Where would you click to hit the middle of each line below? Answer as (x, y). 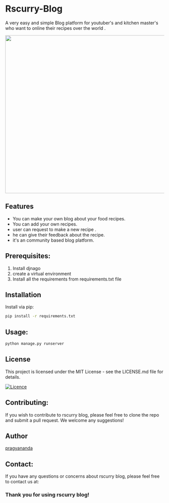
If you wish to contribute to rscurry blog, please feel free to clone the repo (82, 415)
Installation (23, 294)
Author (16, 436)
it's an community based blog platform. (53, 240)
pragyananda (19, 448)
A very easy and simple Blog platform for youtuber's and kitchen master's (82, 23)
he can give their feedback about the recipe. (59, 235)
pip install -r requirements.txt (40, 316)
